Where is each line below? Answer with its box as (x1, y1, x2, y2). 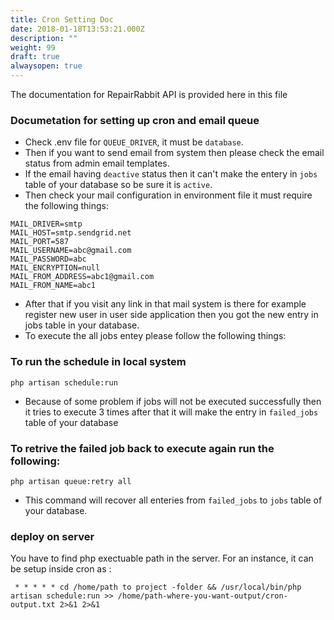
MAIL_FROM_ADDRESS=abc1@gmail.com (10, 272, 155, 282)
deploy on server (10, 529, 95, 543)
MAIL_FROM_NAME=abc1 (10, 281, 97, 291)
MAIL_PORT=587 (10, 237, 70, 247)
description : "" (10, 33, 78, 43)
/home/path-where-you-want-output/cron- (117, 591, 288, 601)
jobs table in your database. (24, 319, 140, 331)
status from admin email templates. (24, 157, 170, 170)
